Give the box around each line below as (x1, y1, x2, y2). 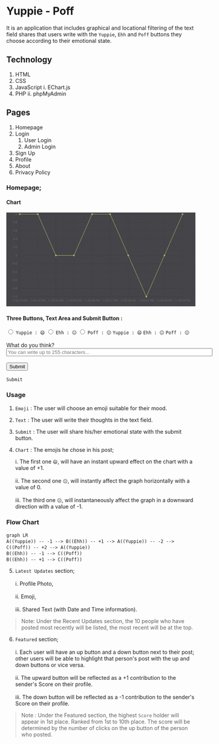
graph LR (6, 532, 28, 539)
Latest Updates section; (15, 567, 75, 575)
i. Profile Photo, (15, 580, 54, 587)
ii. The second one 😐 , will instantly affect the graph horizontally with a (15, 477, 190, 485)
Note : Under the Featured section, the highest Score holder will (21, 712, 180, 719)
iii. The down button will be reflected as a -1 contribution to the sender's (15, 694, 195, 701)
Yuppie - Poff (6, 4, 74, 18)
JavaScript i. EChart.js (15, 83, 71, 91)
